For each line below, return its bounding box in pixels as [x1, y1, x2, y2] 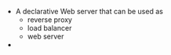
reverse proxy [27, 15, 73, 24]
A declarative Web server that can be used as [15, 7, 163, 16]
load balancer [27, 24, 72, 32]
